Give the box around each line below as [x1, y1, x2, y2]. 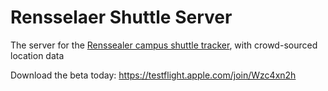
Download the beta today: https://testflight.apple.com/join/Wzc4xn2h [10, 69, 297, 81]
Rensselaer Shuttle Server [10, 6, 233, 29]
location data [10, 49, 65, 61]
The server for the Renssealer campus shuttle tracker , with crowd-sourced [10, 39, 318, 51]
